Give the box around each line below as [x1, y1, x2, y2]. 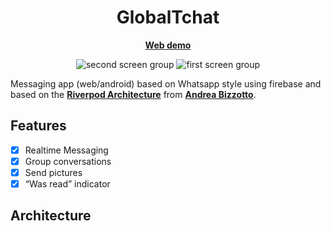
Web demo [144, 39, 192, 51]
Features [10, 117, 67, 135]
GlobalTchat [116, 6, 220, 29]
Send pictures [24, 166, 83, 178]
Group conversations [24, 155, 112, 167]
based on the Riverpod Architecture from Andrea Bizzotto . [10, 88, 257, 100]
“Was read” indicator [24, 177, 111, 190]
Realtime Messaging [24, 144, 109, 156]
